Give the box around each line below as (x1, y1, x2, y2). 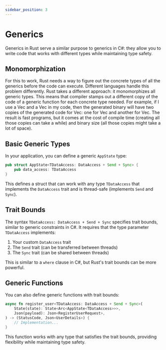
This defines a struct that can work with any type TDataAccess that (5, 181, 140, 187)
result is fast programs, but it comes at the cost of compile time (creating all (5, 115, 160, 121)
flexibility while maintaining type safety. (5, 339, 86, 345)
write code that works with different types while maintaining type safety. (5, 50, 153, 56)
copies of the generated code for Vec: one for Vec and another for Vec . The (5, 110, 160, 116)
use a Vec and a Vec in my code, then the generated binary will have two (5, 104, 154, 110)
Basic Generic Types (5, 140, 70, 148)
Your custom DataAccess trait (12, 239, 71, 245)
